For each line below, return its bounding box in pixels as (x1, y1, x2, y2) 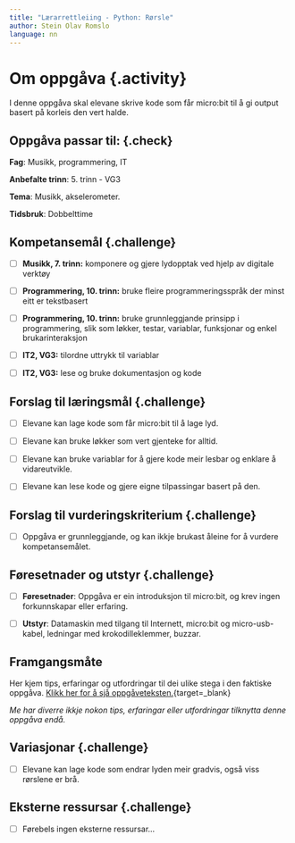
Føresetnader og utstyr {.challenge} (9, 567, 215, 582)
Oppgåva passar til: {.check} (9, 133, 173, 148)
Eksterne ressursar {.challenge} (9, 800, 192, 815)
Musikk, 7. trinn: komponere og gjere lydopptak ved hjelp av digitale (21, 258, 274, 269)
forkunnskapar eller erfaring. (21, 601, 129, 612)
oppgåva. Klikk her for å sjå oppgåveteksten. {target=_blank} (9, 687, 232, 697)
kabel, (21, 629, 46, 639)
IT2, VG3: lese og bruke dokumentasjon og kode (21, 368, 202, 379)
